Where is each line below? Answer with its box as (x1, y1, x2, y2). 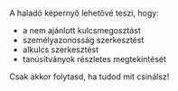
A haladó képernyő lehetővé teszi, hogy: (9, 8, 160, 18)
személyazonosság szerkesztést (22, 35, 145, 45)
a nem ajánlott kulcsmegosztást (22, 25, 142, 35)
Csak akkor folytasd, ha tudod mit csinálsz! (9, 71, 170, 82)
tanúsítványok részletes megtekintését (22, 54, 167, 64)
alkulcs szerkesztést (22, 44, 99, 55)
